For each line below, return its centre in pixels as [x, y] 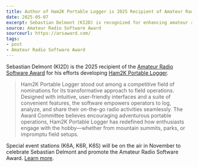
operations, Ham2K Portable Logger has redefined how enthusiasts [102, 122]
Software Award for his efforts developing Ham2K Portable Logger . [88, 73]
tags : [13, 39]
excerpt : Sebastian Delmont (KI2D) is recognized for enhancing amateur [97, 22]
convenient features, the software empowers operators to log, [96, 103]
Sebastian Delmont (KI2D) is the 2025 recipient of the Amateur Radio [90, 66]
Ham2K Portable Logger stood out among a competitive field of [98, 84]
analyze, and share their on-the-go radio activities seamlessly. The [102, 109]
